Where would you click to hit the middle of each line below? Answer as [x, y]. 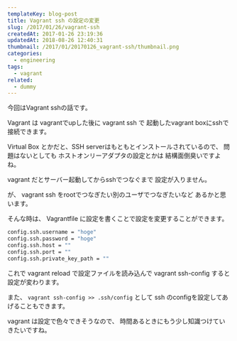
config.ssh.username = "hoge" [52, 232]
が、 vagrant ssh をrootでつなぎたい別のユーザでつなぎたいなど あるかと [114, 195]
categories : [25, 54]
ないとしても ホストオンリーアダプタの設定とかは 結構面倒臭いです [117, 156]
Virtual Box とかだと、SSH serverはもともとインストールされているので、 [115, 147]
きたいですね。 [29, 330]
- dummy [25, 87]
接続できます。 [29, 131]
